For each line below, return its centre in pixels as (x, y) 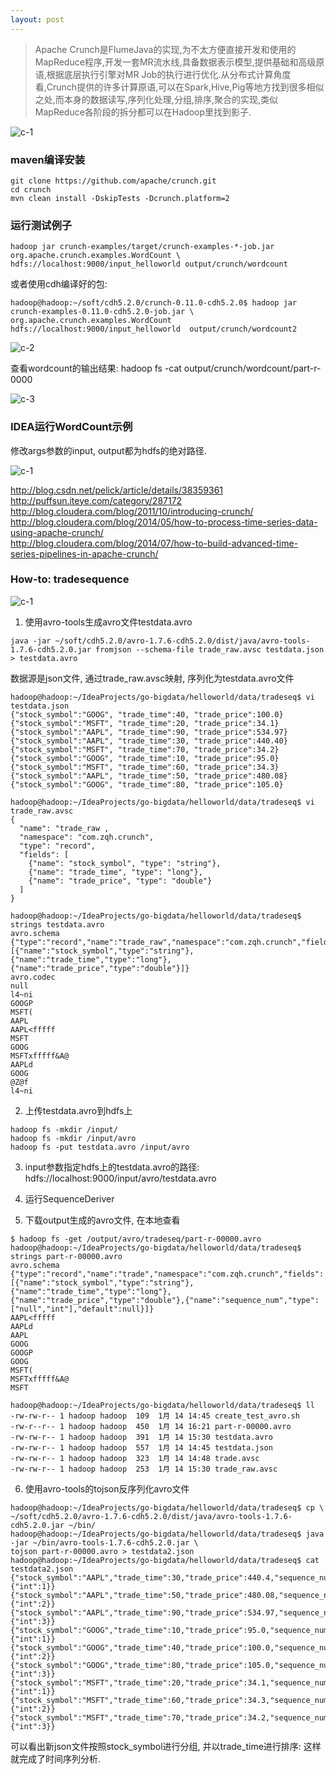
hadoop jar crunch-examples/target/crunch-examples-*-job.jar (142, 247)
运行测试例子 (41, 225)
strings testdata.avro (57, 924)
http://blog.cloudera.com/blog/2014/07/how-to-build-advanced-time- (154, 543)
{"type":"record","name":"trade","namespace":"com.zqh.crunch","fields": (167, 1274)
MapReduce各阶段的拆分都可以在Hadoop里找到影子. (143, 112)
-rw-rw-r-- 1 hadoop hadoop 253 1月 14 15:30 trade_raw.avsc (144, 1469)
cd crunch (31, 189)
